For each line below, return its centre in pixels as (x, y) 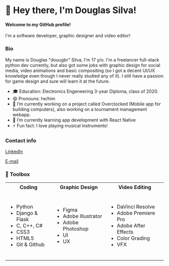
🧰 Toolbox (18, 174)
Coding (28, 187)
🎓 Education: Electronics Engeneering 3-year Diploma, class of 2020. (85, 91)
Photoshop (76, 229)
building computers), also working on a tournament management (80, 109)
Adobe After (131, 226)
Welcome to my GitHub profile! (38, 24)
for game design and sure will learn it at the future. (58, 81)
